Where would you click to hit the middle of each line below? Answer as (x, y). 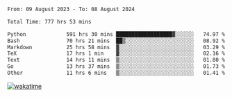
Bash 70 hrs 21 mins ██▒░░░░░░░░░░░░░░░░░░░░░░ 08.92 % (116, 41)
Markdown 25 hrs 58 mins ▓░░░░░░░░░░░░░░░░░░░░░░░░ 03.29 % (116, 47)
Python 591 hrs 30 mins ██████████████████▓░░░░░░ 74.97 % (116, 34)
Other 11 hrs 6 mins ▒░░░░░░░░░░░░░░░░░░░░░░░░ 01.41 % (116, 73)
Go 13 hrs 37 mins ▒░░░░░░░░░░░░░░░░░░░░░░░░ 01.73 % (116, 67)
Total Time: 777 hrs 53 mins (49, 21)
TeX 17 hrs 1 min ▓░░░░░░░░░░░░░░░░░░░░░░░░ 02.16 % (116, 54)
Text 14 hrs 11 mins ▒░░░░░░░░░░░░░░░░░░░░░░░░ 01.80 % (116, 60)
